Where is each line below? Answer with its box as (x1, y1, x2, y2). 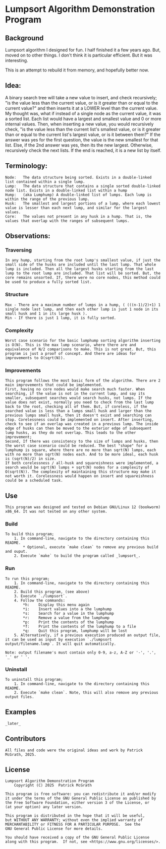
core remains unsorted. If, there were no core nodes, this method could (5, 275, 161, 280)
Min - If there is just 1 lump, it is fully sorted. (5, 315, 116, 321)
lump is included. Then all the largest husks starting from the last (5, 266, 154, 271)
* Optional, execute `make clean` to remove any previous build (23, 545, 159, 550)
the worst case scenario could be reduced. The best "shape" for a (5, 443, 148, 449)
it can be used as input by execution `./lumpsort (5, 637, 112, 642)
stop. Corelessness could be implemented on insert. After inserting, (5, 417, 154, 422)
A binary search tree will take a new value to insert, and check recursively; (5, 94, 157, 100)
